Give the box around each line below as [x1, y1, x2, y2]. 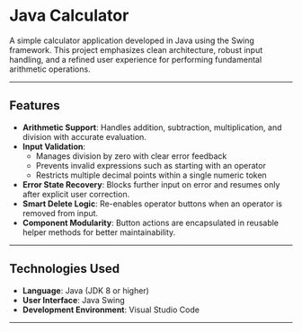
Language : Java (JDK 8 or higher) [22, 284, 150, 296]
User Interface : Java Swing [22, 294, 126, 305]
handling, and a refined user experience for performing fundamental [9, 54, 262, 65]
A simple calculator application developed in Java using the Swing [9, 35, 254, 46]
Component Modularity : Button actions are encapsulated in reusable [22, 217, 280, 228]
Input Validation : [22, 141, 85, 152]
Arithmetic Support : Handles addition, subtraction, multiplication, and [22, 122, 282, 133]
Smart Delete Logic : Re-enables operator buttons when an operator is [22, 198, 283, 209]
